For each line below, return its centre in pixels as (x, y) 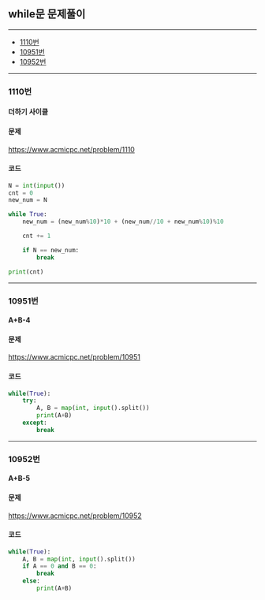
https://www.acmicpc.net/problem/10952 (75, 516)
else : (32, 581)
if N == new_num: (51, 250)
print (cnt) (26, 272)
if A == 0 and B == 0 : (60, 566)
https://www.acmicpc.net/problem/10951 (74, 357)
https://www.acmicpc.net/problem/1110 (72, 149)
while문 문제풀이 (47, 14)
